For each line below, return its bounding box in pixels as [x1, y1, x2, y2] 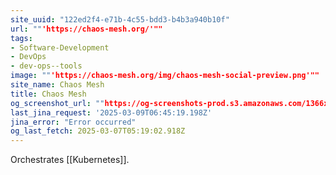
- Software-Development [10, 42, 110, 53]
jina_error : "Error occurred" [10, 117, 137, 127]
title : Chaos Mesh [10, 89, 87, 99]
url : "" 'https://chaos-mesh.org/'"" [10, 24, 163, 34]
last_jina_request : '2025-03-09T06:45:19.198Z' [10, 107, 213, 118]
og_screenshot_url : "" [10, 98, 105, 108]
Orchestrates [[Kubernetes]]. [10, 154, 130, 166]
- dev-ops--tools [10, 61, 83, 71]
